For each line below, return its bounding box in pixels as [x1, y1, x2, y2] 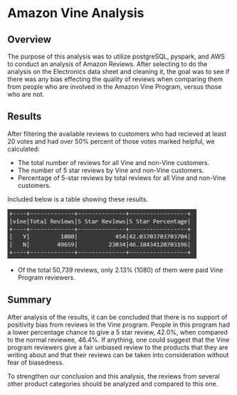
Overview [7, 33, 52, 46]
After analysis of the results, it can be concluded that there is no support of [7, 312, 228, 321]
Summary [7, 294, 52, 306]
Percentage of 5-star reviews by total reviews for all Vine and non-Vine [17, 173, 226, 182]
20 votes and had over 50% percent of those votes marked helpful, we [7, 137, 215, 145]
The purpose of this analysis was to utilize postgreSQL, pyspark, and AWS [7, 52, 226, 60]
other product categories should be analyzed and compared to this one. [7, 379, 218, 388]
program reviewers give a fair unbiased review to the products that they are [7, 343, 229, 352]
